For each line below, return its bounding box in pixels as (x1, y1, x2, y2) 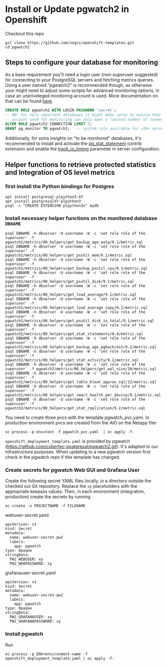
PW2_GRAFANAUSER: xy (9, 615, 52, 620)
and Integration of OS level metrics (5, 168, 115, 177)
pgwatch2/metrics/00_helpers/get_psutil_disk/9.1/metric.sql (5, 279, 135, 284)
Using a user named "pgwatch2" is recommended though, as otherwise (5, 82, 152, 88)
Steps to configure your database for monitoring (5, 58, 158, 67)
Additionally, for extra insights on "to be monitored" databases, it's (5, 135, 142, 141)
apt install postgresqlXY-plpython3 (5, 199, 81, 204)
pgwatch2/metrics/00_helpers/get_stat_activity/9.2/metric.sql (5, 358, 139, 363)
